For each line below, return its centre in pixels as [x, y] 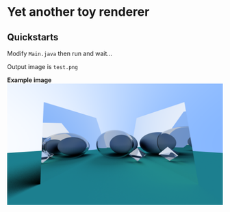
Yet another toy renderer [78, 12]
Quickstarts [33, 37]
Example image [29, 80]
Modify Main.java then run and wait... [60, 53]
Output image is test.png [43, 67]
